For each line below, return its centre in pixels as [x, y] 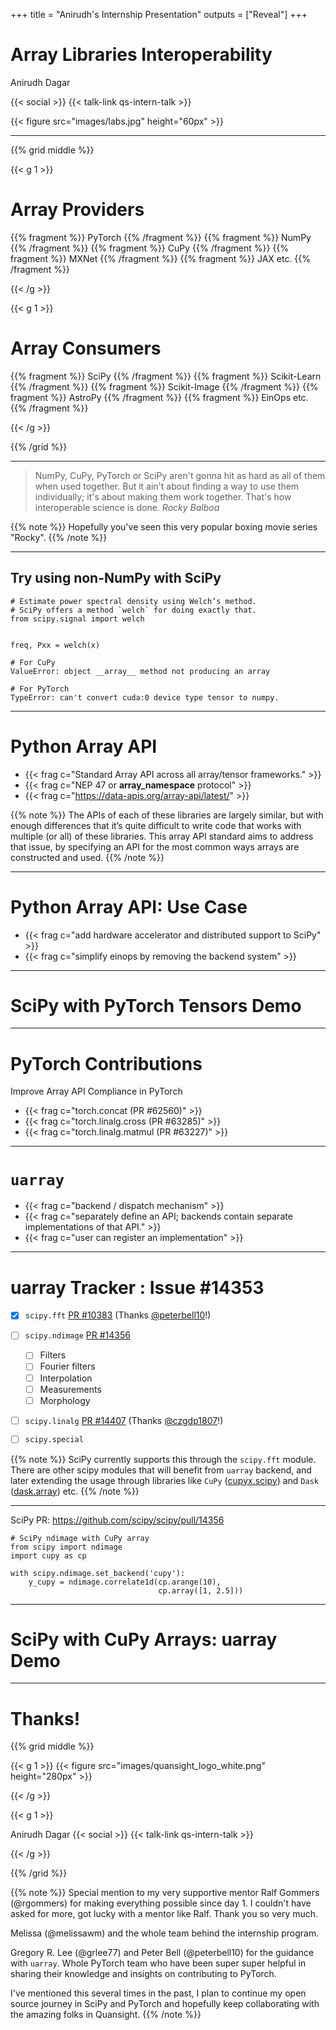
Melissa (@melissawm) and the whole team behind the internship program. [165, 1933]
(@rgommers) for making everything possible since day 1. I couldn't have [161, 1903]
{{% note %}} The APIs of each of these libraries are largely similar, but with [167, 815]
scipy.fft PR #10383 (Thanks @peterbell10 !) [118, 1315]
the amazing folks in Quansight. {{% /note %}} [106, 2015]
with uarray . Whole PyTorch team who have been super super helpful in [158, 1963]
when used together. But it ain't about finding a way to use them [167, 486]
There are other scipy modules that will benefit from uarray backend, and [161, 1470]
